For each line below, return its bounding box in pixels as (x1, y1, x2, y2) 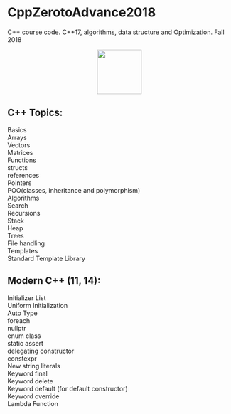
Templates (7, 246, 38, 255)
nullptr (7, 324, 26, 332)
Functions (7, 156, 37, 164)
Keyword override (7, 392, 60, 400)
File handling (7, 239, 45, 248)
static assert (7, 339, 44, 347)
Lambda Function (7, 399, 58, 408)
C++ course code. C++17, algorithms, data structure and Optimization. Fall (7, 28, 225, 36)
